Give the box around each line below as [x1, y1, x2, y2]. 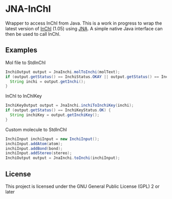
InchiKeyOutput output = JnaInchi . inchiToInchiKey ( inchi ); [5, 103, 134, 108]
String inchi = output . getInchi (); [10, 79, 86, 84]
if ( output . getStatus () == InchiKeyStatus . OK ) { [5, 108, 111, 113]
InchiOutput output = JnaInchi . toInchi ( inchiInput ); [5, 155, 120, 161]
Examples [5, 46, 37, 54]
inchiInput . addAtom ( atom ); [5, 141, 63, 146]
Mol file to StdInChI [5, 59, 46, 66]
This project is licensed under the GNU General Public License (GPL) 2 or [5, 183, 160, 189]
